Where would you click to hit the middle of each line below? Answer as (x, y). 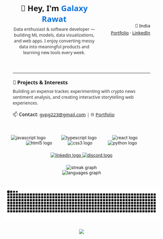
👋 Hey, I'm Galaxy (54, 8)
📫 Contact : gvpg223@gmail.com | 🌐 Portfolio (64, 114)
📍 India (142, 26)
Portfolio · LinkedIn (130, 33)
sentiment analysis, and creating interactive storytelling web (73, 97)
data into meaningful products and (54, 46)
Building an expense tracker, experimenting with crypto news (74, 91)
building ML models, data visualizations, (54, 35)
